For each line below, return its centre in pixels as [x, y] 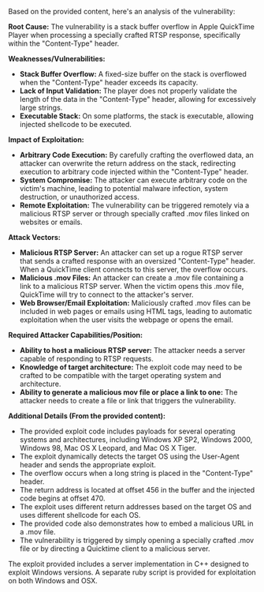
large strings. [41, 107]
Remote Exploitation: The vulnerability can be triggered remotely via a [134, 205]
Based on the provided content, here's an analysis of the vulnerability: [122, 11]
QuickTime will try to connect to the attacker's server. [106, 294]
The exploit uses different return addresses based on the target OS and [136, 507]
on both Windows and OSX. [53, 581]
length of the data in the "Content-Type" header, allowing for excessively [138, 99]
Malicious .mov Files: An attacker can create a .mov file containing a [132, 278]
